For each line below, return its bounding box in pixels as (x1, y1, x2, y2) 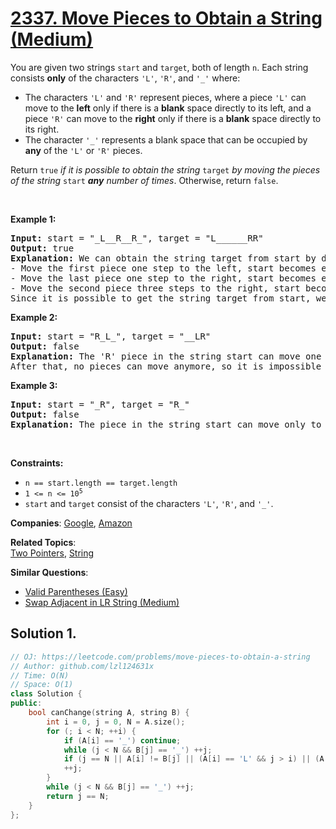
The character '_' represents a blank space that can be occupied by (24, 133, 308, 146)
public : (10, 698, 43, 709)
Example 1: (10, 213, 57, 225)
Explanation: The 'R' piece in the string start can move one (10, 350, 322, 362)
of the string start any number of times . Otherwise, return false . (10, 174, 279, 186)
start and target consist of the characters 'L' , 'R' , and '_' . (24, 497, 274, 509)
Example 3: (10, 379, 58, 391)
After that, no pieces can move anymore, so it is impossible (10, 360, 322, 372)
